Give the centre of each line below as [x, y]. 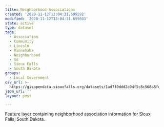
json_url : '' [18, 91]
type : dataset [20, 28]
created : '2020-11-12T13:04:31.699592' [46, 14]
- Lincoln [19, 46]
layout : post [18, 96]
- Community [22, 42]
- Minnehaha [22, 50]
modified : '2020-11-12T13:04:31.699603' [47, 19]
